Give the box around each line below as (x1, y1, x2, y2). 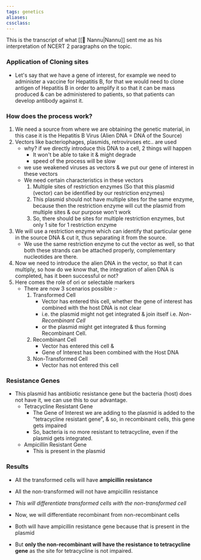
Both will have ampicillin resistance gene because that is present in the (14, 523, 190, 530)
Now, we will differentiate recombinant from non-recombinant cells (14, 511, 180, 518)
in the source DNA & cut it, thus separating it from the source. (14, 233, 167, 241)
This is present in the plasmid (32, 448, 106, 455)
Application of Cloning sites (6, 58, 89, 66)
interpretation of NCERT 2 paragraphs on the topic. (6, 43, 132, 50)
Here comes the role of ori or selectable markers (14, 278, 135, 286)
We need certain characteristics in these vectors (23, 176, 144, 184)
